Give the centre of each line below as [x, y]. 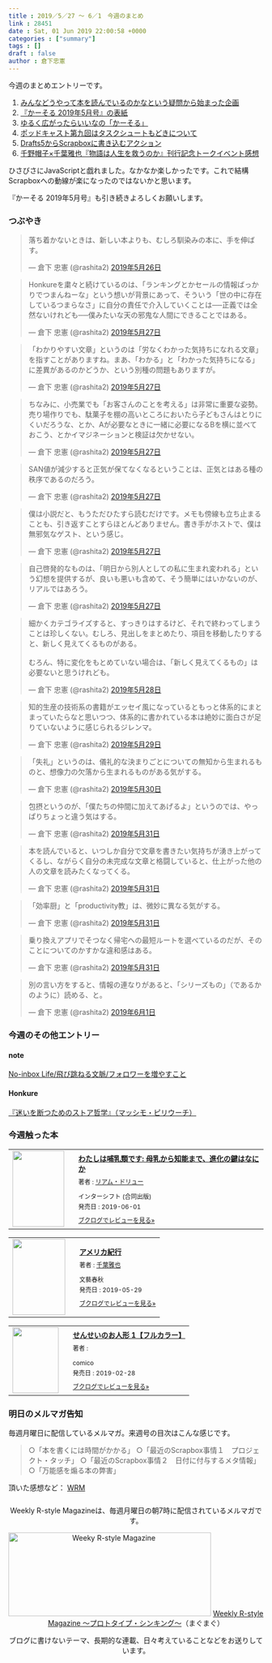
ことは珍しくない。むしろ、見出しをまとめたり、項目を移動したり [138, 634]
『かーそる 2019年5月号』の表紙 [74, 112]
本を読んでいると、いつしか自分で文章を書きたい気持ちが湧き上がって [144, 851]
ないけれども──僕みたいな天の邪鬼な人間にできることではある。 [143, 315]
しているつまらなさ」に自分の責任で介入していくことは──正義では [139, 305]
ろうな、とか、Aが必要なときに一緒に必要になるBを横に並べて [153, 425]
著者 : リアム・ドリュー [111, 1182]
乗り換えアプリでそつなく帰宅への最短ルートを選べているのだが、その [145, 940]
